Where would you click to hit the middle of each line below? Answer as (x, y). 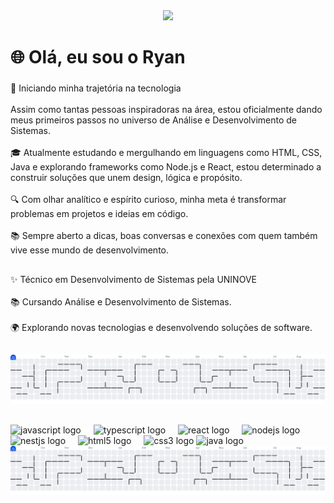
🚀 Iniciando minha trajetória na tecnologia (96, 88)
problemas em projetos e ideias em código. (99, 214)
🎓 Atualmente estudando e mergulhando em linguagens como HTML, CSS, (166, 153)
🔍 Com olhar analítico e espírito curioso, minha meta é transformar (148, 200)
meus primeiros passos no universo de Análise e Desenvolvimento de (153, 120)
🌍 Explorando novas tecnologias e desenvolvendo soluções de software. (161, 327)
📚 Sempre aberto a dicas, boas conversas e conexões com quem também (164, 236)
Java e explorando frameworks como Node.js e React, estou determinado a (166, 167)
